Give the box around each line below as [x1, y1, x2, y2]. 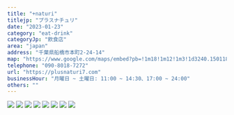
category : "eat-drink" [7, 29, 73, 37]
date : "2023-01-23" [7, 23, 64, 30]
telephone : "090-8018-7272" [7, 62, 89, 69]
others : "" [7, 82, 39, 89]
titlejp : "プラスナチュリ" [7, 17, 78, 24]
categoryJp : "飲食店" [7, 36, 67, 43]
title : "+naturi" [7, 10, 58, 17]
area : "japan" [7, 43, 49, 49]
